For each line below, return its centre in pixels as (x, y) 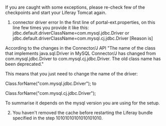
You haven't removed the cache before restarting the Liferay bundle (82, 113)
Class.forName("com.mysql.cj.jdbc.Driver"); (51, 93)
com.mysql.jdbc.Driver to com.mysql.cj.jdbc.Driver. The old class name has (83, 59)
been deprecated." (25, 64)
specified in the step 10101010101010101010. (57, 118)
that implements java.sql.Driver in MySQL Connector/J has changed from (81, 53)
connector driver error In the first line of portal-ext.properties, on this (84, 22)
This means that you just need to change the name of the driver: (71, 74)
